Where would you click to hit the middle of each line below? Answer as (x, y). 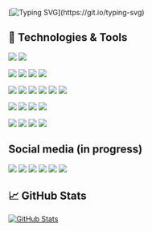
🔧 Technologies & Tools (68, 37)
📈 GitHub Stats (47, 196)
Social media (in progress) (76, 150)
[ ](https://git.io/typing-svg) (76, 12)
